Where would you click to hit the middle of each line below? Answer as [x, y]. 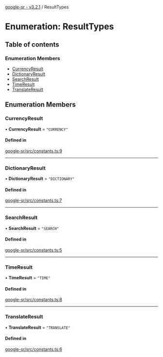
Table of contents [32, 44]
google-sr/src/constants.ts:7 [33, 200]
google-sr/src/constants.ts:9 [33, 151]
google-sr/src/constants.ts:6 [33, 349]
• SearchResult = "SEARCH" [32, 228]
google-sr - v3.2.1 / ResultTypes [37, 7]
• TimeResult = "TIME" [28, 278]
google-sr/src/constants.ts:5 [33, 250]
